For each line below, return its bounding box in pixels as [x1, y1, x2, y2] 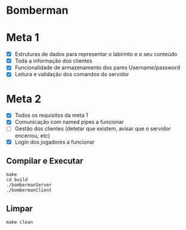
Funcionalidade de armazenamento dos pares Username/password [14, 64, 181, 72]
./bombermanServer [6, 182, 52, 188]
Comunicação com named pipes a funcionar [14, 119, 124, 126]
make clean [6, 219, 33, 225]
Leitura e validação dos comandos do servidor [14, 71, 129, 78]
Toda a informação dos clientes [14, 57, 92, 64]
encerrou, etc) [14, 132, 51, 139]
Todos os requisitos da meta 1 [14, 111, 88, 119]
